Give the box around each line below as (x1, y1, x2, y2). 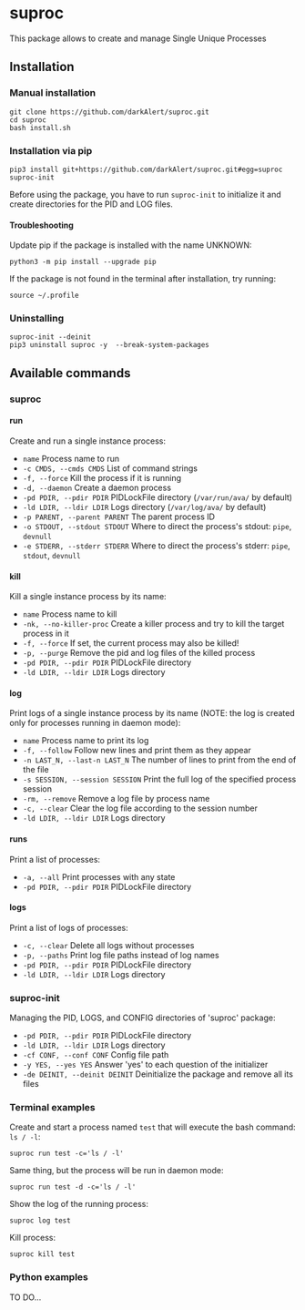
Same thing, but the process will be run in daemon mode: (9, 1165, 224, 1176)
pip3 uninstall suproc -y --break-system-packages (9, 341, 209, 350)
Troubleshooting (9, 220, 75, 230)
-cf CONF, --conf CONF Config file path (22, 1049, 169, 1060)
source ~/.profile (9, 291, 79, 301)
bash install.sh (9, 123, 71, 132)
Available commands (9, 365, 131, 381)
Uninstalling (9, 312, 65, 325)
